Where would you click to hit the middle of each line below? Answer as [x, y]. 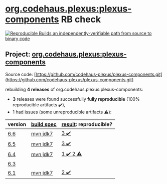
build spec [44, 124]
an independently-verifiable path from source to [102, 33]
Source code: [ [21, 74]
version [17, 124]
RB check [81, 19]
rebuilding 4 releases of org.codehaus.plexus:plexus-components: [74, 89]
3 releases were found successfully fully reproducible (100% [76, 99]
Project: [18, 54]
